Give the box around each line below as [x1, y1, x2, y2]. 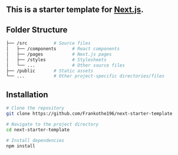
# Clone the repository [6, 105, 65, 111]
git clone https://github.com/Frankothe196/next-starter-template [6, 111, 173, 117]
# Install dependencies [6, 137, 65, 143]
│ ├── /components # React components [6, 46, 120, 52]
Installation [6, 90, 48, 100]
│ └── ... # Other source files [6, 62, 126, 68]
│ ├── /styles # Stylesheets [6, 57, 107, 62]
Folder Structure [6, 25, 68, 35]
